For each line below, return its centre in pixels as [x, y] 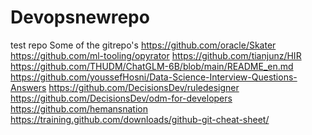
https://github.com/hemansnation [79, 108]
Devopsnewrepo [80, 17]
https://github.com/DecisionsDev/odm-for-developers [121, 98]
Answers [28, 87]
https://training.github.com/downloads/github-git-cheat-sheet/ [140, 119]
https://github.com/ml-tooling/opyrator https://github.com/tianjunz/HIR [156, 55]
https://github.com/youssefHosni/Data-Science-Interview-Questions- [154, 77]
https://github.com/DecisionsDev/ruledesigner [144, 87]
